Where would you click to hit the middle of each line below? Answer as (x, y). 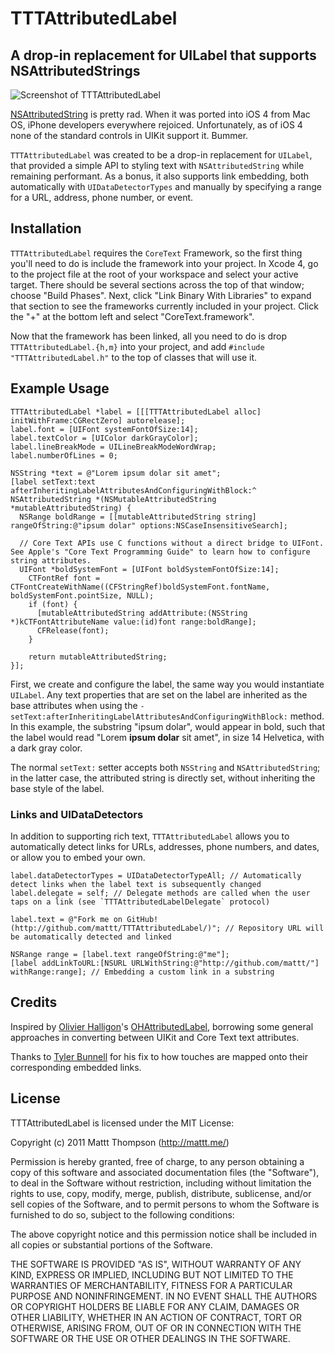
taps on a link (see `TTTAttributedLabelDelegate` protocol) (140, 902)
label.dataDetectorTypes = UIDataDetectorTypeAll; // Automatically (156, 875)
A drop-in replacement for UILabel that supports (163, 55)
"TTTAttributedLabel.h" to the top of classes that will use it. (134, 357)
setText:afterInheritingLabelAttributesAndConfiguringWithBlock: (149, 717)
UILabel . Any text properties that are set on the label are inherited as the (159, 694)
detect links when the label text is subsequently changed (136, 884)
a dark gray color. (46, 748)
